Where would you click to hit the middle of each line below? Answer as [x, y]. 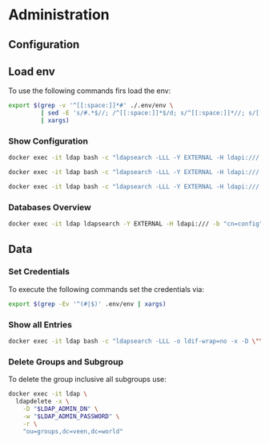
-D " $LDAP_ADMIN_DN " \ [60, 408]
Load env [32, 71]
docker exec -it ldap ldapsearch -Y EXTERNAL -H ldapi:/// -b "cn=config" [136, 224]
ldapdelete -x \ [42, 402]
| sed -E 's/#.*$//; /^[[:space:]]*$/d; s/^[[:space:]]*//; [143, 113]
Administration [59, 15]
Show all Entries [40, 324]
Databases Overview [50, 207]
